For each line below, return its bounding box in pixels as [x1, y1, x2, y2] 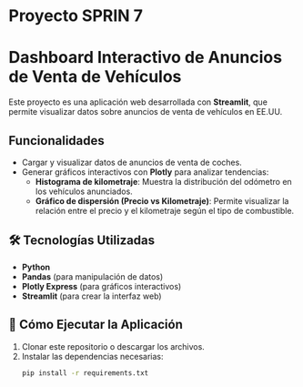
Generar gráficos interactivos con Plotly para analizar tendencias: [21, 166, 269, 178]
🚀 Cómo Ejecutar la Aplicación [8, 317, 183, 332]
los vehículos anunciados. [35, 186, 133, 197]
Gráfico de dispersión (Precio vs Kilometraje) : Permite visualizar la [35, 195, 289, 206]
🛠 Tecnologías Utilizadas [8, 233, 156, 249]
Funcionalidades [8, 133, 106, 148]
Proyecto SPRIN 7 [8, 5, 143, 26]
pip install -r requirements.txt [21, 368, 149, 378]
